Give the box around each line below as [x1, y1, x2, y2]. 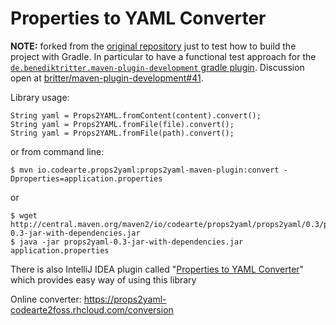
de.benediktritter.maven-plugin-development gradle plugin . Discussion [10, 61, 305, 73]
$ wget [10, 210, 38, 221]
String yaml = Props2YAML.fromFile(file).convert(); [10, 119, 235, 129]
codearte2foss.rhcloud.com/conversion [10, 303, 174, 316]
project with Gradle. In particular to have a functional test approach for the [10, 50, 317, 62]
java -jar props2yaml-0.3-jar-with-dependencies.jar [19, 237, 244, 247]
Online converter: [10, 293, 82, 305]
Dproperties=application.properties [10, 173, 163, 184]
